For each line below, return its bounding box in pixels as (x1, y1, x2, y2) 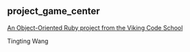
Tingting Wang (7, 37, 49, 45)
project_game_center (7, 5, 101, 17)
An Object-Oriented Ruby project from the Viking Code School (7, 23, 183, 31)
